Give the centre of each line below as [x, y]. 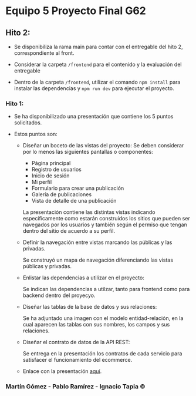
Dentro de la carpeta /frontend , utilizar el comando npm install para [97, 82]
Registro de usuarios [56, 170]
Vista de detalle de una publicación [74, 201]
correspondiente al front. [44, 53]
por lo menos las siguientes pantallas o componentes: [88, 152]
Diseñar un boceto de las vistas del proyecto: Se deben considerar [103, 146]
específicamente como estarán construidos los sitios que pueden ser [106, 219]
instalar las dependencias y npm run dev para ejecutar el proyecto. [94, 88]
